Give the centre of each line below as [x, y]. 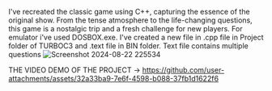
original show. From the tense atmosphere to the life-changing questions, [130, 20]
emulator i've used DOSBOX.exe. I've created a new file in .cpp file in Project [136, 37]
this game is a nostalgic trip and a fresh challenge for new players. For [125, 29]
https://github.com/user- [183, 70]
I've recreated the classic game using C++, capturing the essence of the [129, 12]
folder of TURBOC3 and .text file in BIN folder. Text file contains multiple [128, 46]
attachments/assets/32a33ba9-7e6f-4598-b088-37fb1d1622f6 [114, 79]
